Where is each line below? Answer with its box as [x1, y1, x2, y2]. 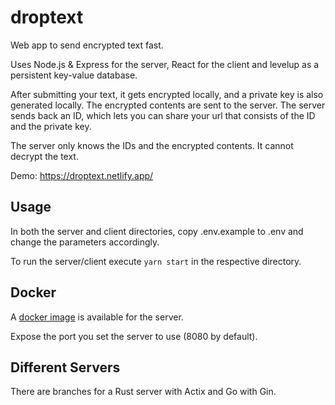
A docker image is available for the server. [10, 311, 184, 323]
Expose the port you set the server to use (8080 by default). [10, 330, 258, 342]
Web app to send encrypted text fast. [10, 39, 164, 51]
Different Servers [10, 359, 121, 376]
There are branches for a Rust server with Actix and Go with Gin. [10, 386, 277, 398]
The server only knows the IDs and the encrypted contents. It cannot [10, 139, 294, 151]
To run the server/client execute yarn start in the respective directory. [10, 255, 302, 267]
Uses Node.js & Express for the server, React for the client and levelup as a [10, 58, 320, 70]
